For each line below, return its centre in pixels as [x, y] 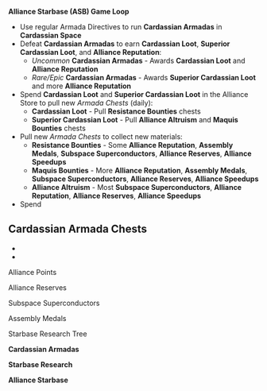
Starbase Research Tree [48, 334]
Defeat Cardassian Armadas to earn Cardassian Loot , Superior [125, 44]
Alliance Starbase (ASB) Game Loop [69, 12]
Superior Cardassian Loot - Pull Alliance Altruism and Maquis [135, 120]
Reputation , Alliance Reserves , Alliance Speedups [116, 195]
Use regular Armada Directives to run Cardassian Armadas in [121, 27]
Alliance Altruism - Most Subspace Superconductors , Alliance [137, 187]
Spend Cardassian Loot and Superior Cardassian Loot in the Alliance [134, 94]
